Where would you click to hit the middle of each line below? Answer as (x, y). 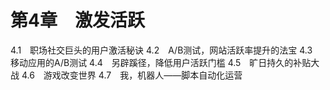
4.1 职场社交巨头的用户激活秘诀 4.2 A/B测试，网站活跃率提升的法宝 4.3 (161, 50)
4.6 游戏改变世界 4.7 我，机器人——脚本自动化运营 (132, 75)
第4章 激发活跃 (77, 20)
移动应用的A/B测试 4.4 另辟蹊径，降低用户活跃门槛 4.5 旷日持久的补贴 (161, 62)
